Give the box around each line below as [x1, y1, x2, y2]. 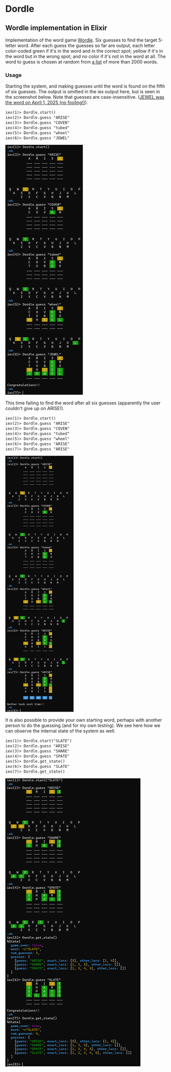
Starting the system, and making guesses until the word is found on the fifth [5, 83, 165, 90]
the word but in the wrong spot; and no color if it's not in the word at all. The [5, 53, 166, 59]
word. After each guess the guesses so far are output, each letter [17, 42, 155, 49]
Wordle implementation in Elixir [5, 24, 108, 32]
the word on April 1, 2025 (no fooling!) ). [5, 99, 89, 105]
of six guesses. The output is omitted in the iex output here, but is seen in [5, 89, 160, 95]
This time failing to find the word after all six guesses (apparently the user [5, 400, 161, 406]
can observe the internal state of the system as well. [5, 728, 116, 734]
